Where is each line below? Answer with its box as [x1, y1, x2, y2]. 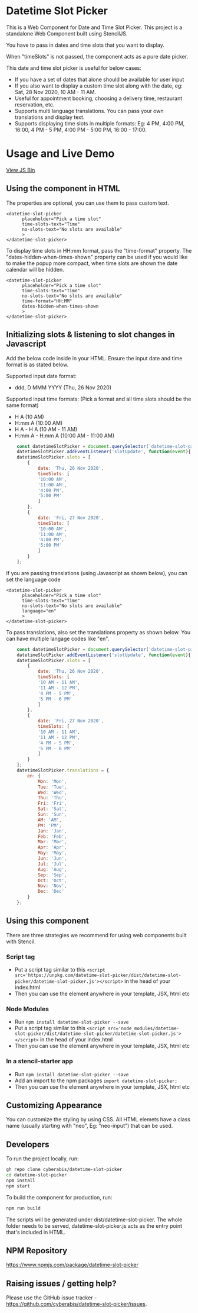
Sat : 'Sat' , [37, 806, 67, 812]
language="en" [21, 608, 57, 614]
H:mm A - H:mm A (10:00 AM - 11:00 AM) [14, 432, 115, 439]
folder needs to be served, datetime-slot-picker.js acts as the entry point [6, 1222, 183, 1229]
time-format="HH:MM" [21, 298, 72, 304]
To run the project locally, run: [6, 1155, 79, 1162]
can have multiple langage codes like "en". [6, 635, 110, 642]
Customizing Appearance [6, 1100, 103, 1110]
